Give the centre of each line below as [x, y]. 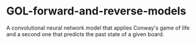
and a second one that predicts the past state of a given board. [85, 34]
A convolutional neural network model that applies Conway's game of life [98, 28]
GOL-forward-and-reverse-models [96, 11]
